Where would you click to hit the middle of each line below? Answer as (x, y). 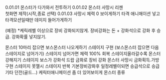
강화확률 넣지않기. (29, 37)
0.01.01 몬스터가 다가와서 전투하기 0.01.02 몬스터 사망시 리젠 (64, 7)
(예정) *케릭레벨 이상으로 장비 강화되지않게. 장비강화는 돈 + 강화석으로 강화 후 (81, 30)
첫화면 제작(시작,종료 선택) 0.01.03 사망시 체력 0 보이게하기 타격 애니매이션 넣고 (83, 13)
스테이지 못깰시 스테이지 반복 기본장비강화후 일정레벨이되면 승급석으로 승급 (87, 66)
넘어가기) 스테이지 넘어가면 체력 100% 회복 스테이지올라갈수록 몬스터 (94, 53)
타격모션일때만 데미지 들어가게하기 (39, 20)
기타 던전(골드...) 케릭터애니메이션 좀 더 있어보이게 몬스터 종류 (65, 72)
